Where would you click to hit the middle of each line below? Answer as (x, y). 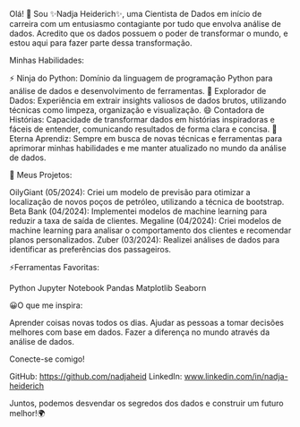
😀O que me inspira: (46, 305)
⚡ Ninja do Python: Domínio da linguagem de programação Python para (141, 78)
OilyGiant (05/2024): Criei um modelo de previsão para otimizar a (130, 192)
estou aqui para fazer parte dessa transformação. (101, 43)
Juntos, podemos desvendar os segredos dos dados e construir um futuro (146, 403)
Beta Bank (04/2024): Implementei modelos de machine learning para (138, 211)
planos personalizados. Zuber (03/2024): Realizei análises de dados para (145, 240)
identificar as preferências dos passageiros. (90, 249)
